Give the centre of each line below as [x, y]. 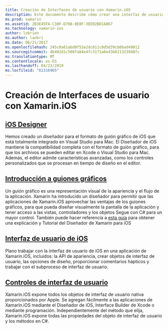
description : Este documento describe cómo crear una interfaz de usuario [85, 15]
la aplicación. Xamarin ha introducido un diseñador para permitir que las [79, 196]
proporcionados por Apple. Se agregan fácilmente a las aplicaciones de [79, 300]
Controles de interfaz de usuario [57, 283]
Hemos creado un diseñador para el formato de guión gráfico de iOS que [80, 136]
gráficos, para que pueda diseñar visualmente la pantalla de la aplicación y [82, 207]
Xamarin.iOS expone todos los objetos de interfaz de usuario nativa [74, 294]
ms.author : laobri [24, 38]
